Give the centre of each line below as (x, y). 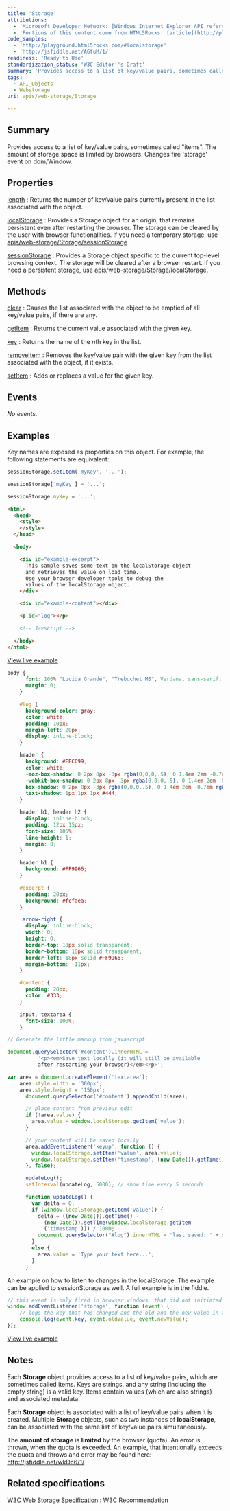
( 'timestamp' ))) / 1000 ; (79, 1229)
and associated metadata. (43, 1398)
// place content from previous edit (79, 1109)
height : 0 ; (41, 939)
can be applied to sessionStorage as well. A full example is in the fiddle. (108, 1287)
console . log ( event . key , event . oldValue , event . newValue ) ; (104, 1319)
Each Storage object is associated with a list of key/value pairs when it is (110, 1412)
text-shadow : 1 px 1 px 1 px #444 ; (71, 794)
